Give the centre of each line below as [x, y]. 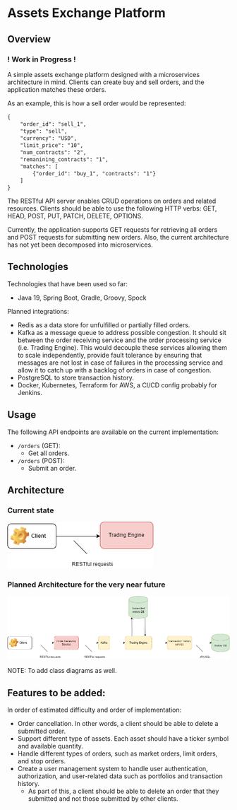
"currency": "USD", [49, 138]
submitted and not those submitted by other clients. [103, 799]
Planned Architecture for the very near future [86, 585]
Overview [29, 39]
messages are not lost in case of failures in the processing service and [120, 363]
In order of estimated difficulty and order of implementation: [95, 710]
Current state [31, 510]
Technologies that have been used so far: [68, 283]
